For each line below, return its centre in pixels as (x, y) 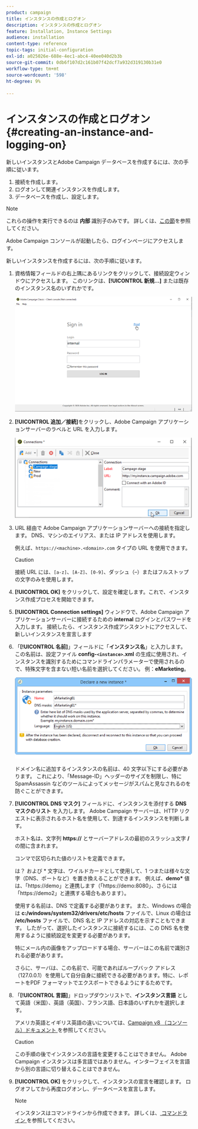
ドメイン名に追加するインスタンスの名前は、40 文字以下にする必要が (99, 768)
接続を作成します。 (38, 182)
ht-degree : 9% (24, 81)
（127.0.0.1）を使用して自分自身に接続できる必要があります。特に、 (96, 975)
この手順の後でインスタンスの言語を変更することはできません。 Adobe (101, 1054)
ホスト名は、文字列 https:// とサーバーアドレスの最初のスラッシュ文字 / (102, 838)
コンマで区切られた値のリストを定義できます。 (71, 858)
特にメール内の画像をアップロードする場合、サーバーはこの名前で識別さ (102, 948)
